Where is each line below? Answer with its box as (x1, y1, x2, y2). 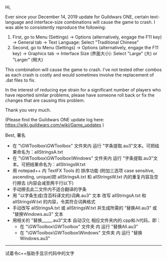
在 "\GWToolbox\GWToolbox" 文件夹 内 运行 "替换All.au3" (19, 224, 138, 229)
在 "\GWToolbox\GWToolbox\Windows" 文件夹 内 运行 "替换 (19, 230, 143, 236)
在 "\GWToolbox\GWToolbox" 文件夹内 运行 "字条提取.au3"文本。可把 (12, 143, 155, 149)
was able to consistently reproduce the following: (5, 24, 106, 30)
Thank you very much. (5, 107, 51, 113)
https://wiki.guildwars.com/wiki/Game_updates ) (5, 122, 104, 128)
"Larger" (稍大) (12, 57, 43, 63)
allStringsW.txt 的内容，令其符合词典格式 (12, 199, 96, 204)
